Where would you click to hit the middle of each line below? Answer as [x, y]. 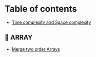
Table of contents [41, 9]
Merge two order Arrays [36, 49]
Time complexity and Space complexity [51, 22]
